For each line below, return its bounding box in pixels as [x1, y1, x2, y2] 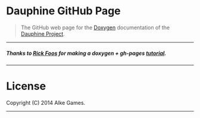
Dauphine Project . [20, 30, 65, 37]
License [6, 79, 46, 93]
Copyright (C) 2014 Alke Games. [6, 99, 86, 106]
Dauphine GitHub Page [6, 4, 121, 18]
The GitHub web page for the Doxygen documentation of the [20, 24, 170, 31]
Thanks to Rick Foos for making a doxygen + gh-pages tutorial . [6, 49, 167, 57]
